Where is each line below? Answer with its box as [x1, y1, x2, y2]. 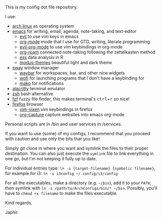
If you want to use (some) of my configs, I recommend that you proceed [5, 131, 150, 136]
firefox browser [12, 101, 44, 107]
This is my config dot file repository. [5, 4, 78, 10]
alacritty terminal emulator [12, 86, 66, 91]
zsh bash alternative [12, 91, 53, 97]
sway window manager [12, 65, 59, 71]
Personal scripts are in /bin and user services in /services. [5, 121, 122, 127]
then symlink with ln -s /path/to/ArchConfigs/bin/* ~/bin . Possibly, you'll [5, 185, 158, 191]
